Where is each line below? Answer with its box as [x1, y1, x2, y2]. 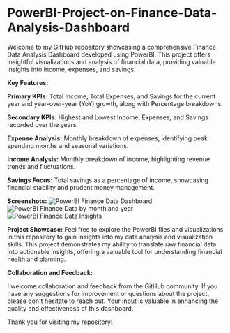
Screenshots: [7, 197, 47, 205]
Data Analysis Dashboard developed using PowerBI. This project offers [7, 50, 211, 59]
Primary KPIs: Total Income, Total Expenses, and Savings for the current [7, 92, 216, 101]
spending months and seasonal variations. [7, 141, 129, 149]
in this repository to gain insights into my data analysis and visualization [7, 232, 213, 241]
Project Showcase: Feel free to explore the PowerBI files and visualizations [7, 225, 224, 233]
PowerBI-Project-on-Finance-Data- [7, 5, 217, 21]
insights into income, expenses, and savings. [7, 65, 136, 73]
